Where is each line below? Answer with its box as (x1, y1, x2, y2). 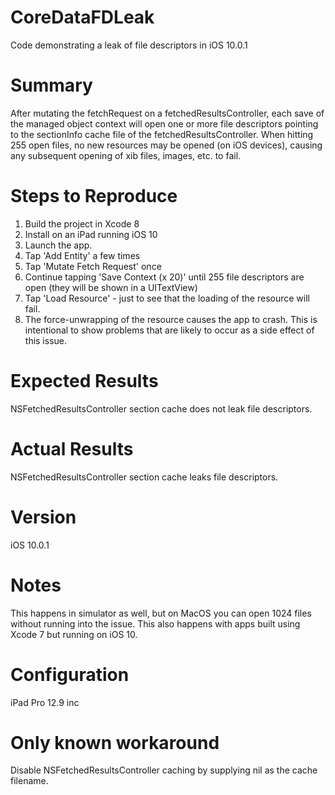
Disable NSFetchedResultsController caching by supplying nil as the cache (10, 764, 318, 776)
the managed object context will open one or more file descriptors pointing (10, 117, 319, 130)
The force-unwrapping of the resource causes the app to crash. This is (24, 313, 318, 325)
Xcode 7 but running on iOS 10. (10, 628, 138, 640)
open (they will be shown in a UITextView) (24, 281, 198, 293)
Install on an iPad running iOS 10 (24, 228, 158, 240)
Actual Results (10, 437, 134, 460)
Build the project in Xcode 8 (24, 217, 140, 230)
